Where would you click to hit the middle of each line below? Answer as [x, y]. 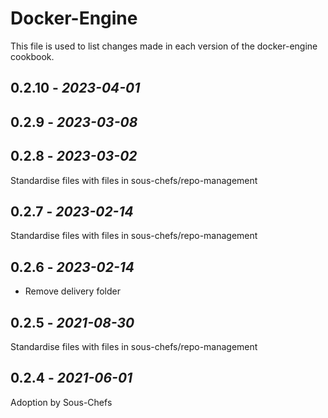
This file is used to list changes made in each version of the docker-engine [164, 46]
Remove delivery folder [72, 291]
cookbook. [32, 56]
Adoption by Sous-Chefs [61, 402]
